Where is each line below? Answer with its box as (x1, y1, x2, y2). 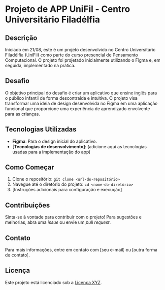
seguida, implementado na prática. (5, 63, 75, 68)
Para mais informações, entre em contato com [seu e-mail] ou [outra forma (5, 247, 158, 253)
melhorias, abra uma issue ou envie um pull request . (5, 219, 111, 225)
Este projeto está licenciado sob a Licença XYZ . (5, 279, 102, 285)
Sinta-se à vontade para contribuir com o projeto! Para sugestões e (5, 214, 142, 220)
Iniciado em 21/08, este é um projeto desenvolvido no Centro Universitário (5, 47, 156, 52)
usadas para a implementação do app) (12, 149, 91, 155)
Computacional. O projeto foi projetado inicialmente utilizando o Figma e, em (5, 57, 161, 63)
